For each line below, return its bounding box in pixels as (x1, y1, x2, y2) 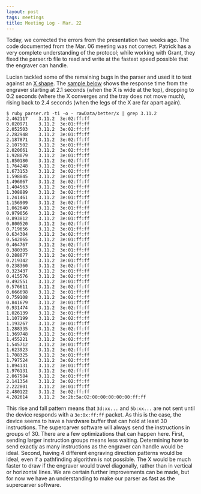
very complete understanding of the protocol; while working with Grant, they (6, 49, 196, 56)
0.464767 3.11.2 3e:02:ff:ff (6, 242, 90, 248)
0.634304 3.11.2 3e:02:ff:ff (6, 232, 90, 238)
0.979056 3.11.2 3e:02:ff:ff (6, 211, 90, 217)
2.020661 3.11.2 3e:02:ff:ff (6, 148, 90, 154)
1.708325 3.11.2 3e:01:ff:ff (6, 352, 90, 358)
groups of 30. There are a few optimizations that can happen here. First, (6, 430, 185, 438)
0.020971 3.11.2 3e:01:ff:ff (6, 121, 90, 127)
